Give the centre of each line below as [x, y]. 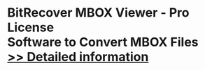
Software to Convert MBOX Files [103, 42]
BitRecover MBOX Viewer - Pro [98, 13]
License [31, 27]
